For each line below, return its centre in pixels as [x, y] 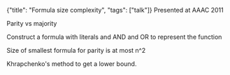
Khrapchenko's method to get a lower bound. [72, 64]
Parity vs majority [32, 23]
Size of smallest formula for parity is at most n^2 [76, 50]
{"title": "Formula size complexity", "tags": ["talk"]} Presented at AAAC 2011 [115, 10]
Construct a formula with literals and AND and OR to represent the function [114, 37]
